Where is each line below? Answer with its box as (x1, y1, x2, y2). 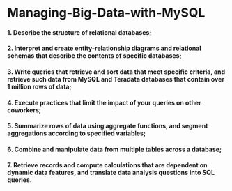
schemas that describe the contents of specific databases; (7, 52, 182, 60)
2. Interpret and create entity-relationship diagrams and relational (7, 44, 202, 53)
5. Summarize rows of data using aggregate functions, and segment (7, 122, 208, 130)
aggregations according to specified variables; (7, 129, 146, 137)
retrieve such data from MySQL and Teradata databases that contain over (7, 75, 225, 83)
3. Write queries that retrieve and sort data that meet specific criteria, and (7, 68, 226, 76)
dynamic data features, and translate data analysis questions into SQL (7, 169, 215, 177)
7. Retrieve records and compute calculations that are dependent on (7, 161, 208, 169)
